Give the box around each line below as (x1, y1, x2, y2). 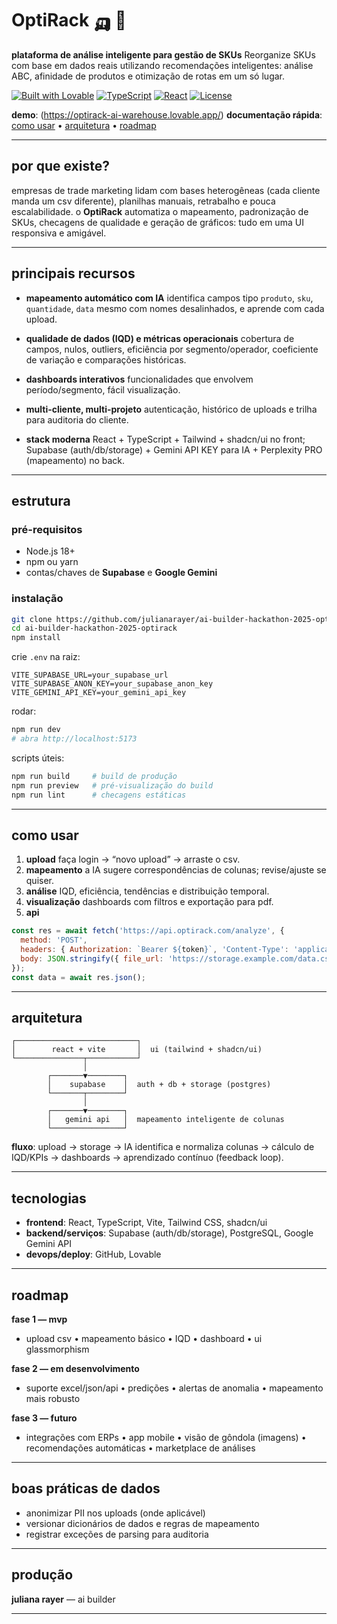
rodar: (11, 705, 37, 717)
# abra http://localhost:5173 (11, 734, 138, 744)
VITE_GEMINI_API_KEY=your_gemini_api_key (11, 688, 187, 698)
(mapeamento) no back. (25, 454, 126, 466)
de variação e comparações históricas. (25, 353, 187, 366)
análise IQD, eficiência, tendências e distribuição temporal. (25, 885, 270, 897)
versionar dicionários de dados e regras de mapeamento (25, 1517, 260, 1529)
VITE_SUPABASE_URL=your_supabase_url (11, 670, 169, 681)
